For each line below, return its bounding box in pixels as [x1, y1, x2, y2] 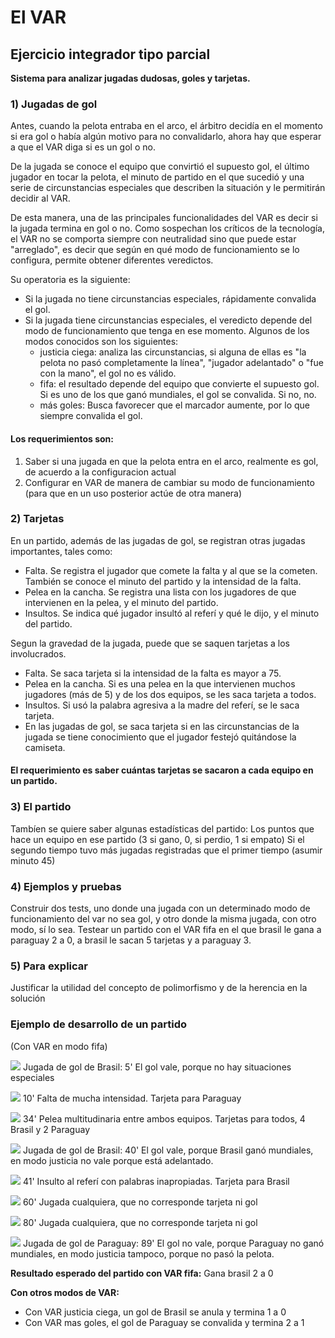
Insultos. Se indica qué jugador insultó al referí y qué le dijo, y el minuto [24, 607, 320, 619]
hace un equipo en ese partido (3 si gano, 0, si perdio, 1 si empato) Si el [10, 833, 305, 845]
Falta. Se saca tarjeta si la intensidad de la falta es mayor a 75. [24, 667, 282, 679]
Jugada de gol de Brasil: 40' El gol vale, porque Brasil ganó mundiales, [22, 1144, 314, 1156]
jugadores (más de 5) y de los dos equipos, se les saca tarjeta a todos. [24, 688, 317, 700]
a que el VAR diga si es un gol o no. [10, 141, 156, 153]
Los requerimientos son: [10, 432, 114, 445]
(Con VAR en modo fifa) [10, 1040, 108, 1052]
